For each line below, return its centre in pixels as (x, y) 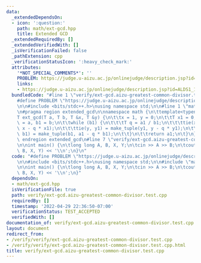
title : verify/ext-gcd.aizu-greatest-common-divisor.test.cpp (85, 251)
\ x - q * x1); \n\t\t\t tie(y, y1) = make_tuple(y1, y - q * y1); (100, 129)
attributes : (27, 67)
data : (13, 12)
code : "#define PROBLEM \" (45, 156)
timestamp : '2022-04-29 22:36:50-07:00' (63, 206)
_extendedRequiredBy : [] (42, 39)
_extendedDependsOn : (37, 17)
